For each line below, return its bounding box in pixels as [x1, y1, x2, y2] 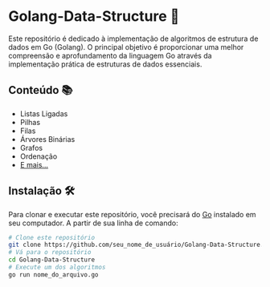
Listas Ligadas [19, 108, 68, 119]
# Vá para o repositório [8, 249, 92, 257]
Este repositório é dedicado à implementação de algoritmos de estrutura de [8, 34, 259, 43]
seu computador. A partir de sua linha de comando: [8, 218, 178, 228]
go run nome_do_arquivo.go [8, 270, 99, 279]
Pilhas [19, 117, 41, 127]
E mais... [19, 160, 49, 169]
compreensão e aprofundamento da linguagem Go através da [8, 51, 212, 60]
